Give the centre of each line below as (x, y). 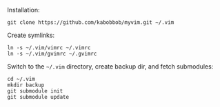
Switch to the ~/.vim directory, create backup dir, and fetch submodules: (110, 67)
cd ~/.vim (21, 79)
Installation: (23, 10)
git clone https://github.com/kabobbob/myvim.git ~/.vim (91, 23)
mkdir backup (26, 85)
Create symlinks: (31, 35)
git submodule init (35, 91)
